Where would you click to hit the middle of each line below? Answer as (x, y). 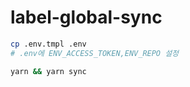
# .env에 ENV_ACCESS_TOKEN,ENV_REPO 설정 (95, 53)
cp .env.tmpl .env (48, 44)
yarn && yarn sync (48, 71)
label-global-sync (86, 17)
